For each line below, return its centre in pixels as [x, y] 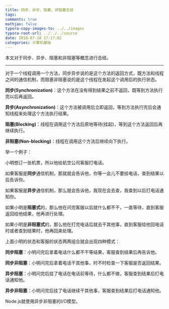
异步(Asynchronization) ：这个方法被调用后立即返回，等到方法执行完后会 [81, 107]
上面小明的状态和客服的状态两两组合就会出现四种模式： [62, 241]
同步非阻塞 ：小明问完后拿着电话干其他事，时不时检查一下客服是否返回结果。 [84, 263]
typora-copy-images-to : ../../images [45, 29]
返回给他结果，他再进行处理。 [36, 213]
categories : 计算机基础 [28, 43]
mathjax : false [21, 24]
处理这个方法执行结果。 [47, 113]
